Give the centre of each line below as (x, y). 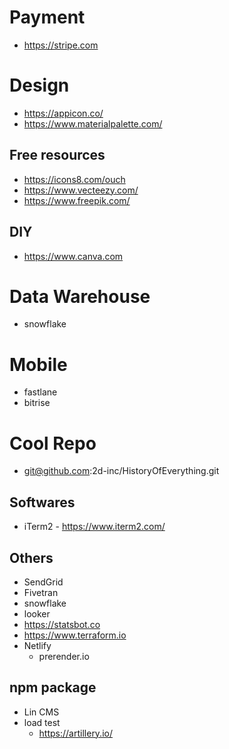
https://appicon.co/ (63, 113)
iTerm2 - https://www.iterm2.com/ (94, 527)
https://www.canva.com (73, 256)
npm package (53, 687)
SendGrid (43, 582)
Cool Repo (53, 443)
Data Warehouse (80, 296)
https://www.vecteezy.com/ (81, 190)
